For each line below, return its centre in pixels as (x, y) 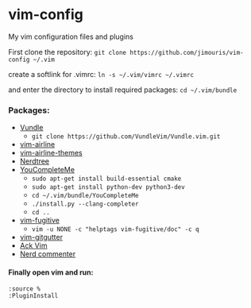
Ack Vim (33, 246)
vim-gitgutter (41, 237)
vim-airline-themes (51, 153)
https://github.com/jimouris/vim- (187, 52)
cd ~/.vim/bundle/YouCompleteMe (85, 196)
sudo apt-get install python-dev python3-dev (108, 187)
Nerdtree (35, 161)
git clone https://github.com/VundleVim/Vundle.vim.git (126, 137)
